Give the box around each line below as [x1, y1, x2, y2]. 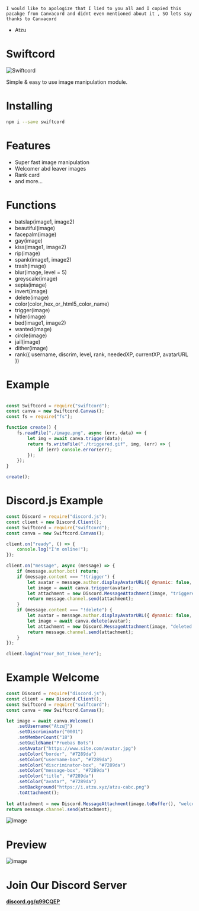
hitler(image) [14, 313, 46, 320]
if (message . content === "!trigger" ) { [17, 574, 115, 580]
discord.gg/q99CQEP [6, 898, 60, 905]
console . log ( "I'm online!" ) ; [17, 546, 89, 552]
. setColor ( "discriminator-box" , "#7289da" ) [17, 762, 126, 768]
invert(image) [14, 287, 48, 294]
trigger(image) [14, 306, 50, 313]
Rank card [14, 171, 40, 178]
